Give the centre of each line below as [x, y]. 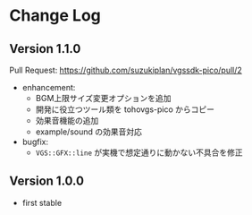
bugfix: [35, 142]
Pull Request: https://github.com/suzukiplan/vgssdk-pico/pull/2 [126, 70]
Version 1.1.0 [45, 49]
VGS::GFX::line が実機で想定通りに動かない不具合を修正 [139, 152]
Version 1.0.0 [47, 181]
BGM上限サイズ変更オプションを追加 [103, 98]
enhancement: [49, 87]
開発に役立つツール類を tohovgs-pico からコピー [125, 109]
